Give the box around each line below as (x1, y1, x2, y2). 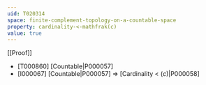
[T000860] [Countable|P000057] (17, 62, 114, 70)
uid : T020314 (7, 10, 45, 17)
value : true (7, 29, 42, 37)
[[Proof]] (7, 49, 33, 57)
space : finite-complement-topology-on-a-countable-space (7, 17, 177, 24)
